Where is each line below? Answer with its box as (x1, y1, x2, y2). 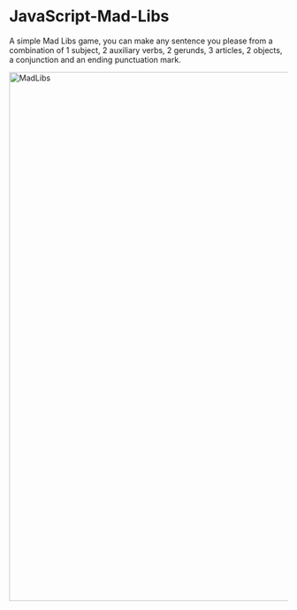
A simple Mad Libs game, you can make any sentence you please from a (9, 35, 273, 46)
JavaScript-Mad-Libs (9, 6, 170, 27)
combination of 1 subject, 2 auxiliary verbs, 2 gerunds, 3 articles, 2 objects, (9, 44, 283, 55)
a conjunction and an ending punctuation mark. (9, 54, 181, 65)
